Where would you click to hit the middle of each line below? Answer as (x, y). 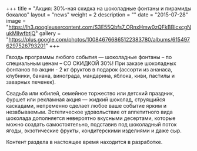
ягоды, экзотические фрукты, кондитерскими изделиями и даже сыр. (94, 131)
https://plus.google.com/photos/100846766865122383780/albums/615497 (99, 40)
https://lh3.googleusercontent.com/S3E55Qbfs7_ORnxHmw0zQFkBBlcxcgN (100, 27)
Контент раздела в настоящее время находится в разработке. (84, 142)
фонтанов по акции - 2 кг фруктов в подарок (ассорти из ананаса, (89, 69)
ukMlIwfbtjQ (21, 33)
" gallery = (48, 33)
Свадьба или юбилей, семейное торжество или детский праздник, (90, 93)
